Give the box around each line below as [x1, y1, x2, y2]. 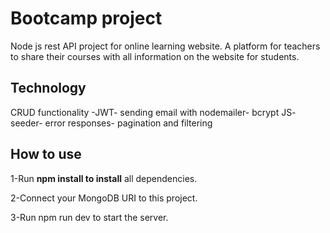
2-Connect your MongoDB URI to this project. [10, 192, 198, 204]
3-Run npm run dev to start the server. [10, 211, 169, 223]
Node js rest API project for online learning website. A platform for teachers [10, 40, 321, 52]
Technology [10, 80, 87, 97]
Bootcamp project [10, 7, 163, 30]
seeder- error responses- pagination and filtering [10, 117, 213, 129]
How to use [10, 146, 82, 163]
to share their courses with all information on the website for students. [10, 50, 300, 62]
